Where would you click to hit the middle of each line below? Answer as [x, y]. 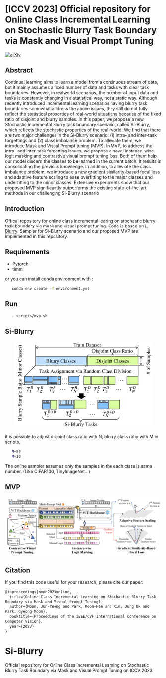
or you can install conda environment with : [49, 279]
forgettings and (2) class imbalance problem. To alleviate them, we [73, 140]
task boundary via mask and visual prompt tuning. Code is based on [75, 226]
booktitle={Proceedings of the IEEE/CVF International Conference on [83, 617]
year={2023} [22, 627]
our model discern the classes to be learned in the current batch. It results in [83, 161]
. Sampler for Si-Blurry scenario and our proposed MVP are [78, 231]
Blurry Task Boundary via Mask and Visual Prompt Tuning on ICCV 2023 [79, 670]
